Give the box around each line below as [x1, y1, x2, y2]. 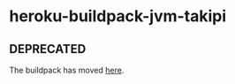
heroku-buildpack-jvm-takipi [9, 6, 227, 27]
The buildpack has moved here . [9, 65, 125, 75]
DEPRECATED [9, 42, 87, 57]
